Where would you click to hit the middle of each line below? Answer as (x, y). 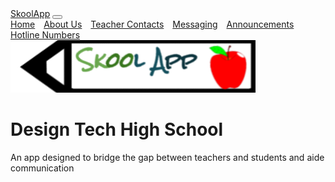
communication (42, 168)
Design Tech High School (117, 129)
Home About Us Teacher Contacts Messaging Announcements (152, 24)
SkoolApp (30, 13)
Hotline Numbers (45, 35)
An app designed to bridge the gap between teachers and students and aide (167, 157)
